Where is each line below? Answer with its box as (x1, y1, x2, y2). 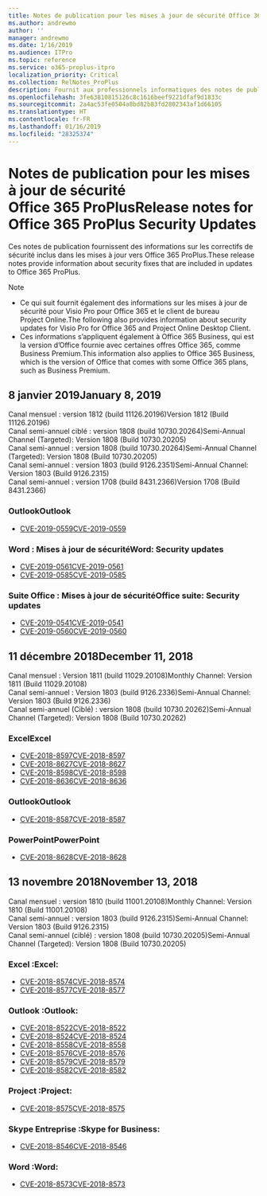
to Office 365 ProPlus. (8, 267, 81, 276)
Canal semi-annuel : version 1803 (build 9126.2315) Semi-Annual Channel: (8, 913, 249, 923)
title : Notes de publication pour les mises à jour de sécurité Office (8, 11, 250, 20)
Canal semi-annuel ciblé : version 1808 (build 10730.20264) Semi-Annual (8, 427, 246, 436)
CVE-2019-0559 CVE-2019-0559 (19, 523, 126, 534)
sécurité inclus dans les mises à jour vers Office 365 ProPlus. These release (8, 250, 255, 260)
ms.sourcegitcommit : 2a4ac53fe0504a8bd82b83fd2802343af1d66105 (8, 100, 222, 108)
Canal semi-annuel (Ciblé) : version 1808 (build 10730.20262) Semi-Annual (8, 705, 252, 714)
